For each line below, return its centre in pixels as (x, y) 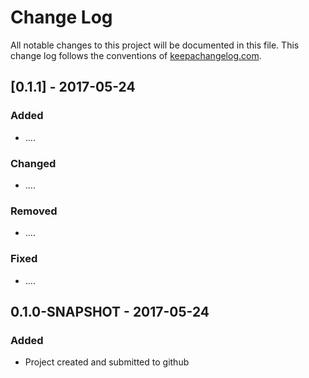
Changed (33, 163)
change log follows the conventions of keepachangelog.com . (136, 55)
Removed (34, 211)
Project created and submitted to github (107, 362)
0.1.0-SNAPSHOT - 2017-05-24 (110, 311)
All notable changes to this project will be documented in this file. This (155, 45)
